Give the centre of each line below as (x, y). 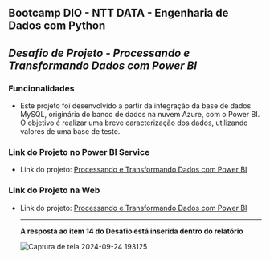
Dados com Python (57, 26)
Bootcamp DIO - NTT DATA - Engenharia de (119, 13)
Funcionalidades (41, 88)
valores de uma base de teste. (70, 132)
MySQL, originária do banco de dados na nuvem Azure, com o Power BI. (140, 115)
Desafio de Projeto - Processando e (99, 53)
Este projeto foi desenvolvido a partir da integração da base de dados (135, 106)
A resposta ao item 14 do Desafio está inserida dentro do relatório (131, 231)
